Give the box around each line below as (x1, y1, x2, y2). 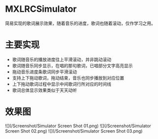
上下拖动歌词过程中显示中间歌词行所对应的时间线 (12, 81, 111, 87)
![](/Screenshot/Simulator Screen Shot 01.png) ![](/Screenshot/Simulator (5, 123, 151, 129)
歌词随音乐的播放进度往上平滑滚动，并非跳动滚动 (12, 56, 111, 62)
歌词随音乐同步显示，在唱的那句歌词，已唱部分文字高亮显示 (12, 62, 133, 68)
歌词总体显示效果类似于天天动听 (12, 87, 77, 93)
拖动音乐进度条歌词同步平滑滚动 (12, 69, 77, 75)
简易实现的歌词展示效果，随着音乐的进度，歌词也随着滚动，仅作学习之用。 (5, 20, 156, 26)
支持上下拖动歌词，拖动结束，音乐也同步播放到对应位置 (12, 75, 124, 81)
